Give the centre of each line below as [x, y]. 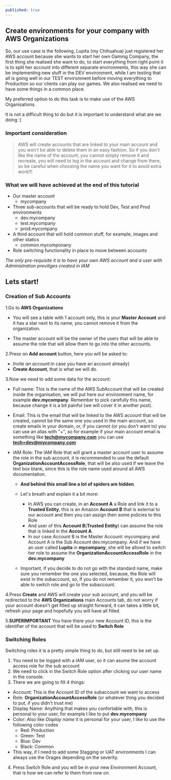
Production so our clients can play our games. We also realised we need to [84, 84]
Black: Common [37, 747]
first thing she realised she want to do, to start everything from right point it [84, 62]
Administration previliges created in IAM [47, 266]
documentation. [29, 474]
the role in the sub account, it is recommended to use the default [81, 458]
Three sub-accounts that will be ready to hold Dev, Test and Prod [81, 207]
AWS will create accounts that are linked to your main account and [88, 144]
